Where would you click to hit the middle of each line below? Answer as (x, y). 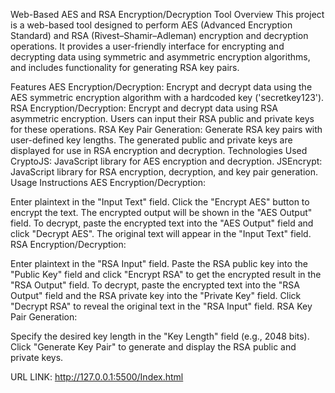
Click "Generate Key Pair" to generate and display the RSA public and (153, 347)
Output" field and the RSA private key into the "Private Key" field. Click (156, 295)
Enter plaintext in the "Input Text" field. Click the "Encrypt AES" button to (160, 202)
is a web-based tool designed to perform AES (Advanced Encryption (151, 25)
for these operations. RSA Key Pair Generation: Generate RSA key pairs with (166, 129)
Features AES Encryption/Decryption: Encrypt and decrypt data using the (161, 87)
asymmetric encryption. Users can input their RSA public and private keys (162, 118)
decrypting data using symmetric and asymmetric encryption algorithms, (160, 57)
